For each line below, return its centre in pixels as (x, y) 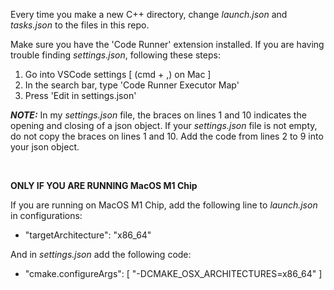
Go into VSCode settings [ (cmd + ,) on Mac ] (118, 74)
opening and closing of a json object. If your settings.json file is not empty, (164, 125)
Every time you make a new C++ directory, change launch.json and (149, 14)
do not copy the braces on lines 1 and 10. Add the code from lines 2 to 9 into (167, 136)
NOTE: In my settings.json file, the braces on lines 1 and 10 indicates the (158, 115)
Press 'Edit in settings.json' (80, 95)
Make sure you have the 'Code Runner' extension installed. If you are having (167, 44)
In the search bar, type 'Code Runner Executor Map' (132, 85)
